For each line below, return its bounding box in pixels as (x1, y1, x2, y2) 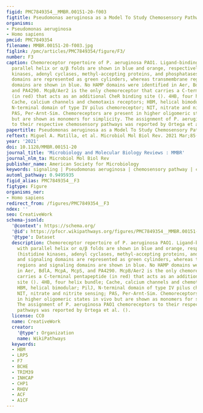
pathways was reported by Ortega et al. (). (17, 307, 131, 314)
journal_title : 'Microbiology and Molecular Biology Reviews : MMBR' (6, 150, 185, 156)
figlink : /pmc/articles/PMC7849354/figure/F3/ (6, 48, 126, 55)
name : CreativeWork (11, 319, 61, 325)
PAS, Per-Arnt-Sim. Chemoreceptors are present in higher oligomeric (11, 110, 190, 116)
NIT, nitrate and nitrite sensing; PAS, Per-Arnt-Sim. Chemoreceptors (17, 290, 199, 297)
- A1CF (11, 397, 28, 403)
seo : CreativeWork (6, 211, 53, 218)
